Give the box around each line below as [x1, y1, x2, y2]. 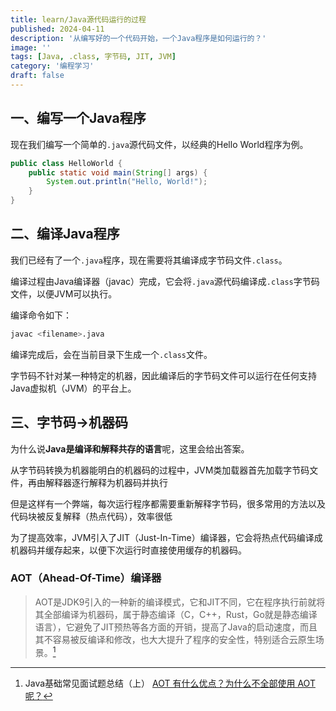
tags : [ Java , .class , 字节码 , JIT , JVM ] [10, 52, 177, 62]
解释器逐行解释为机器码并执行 [44, 476, 168, 488]
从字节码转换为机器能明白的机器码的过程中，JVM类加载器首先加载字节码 [10, 464, 310, 476]
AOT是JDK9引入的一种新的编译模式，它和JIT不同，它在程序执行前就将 [34, 596, 326, 608]
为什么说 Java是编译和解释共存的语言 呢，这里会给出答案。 [10, 442, 250, 455]
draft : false [10, 71, 65, 81]
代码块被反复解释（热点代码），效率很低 [10, 510, 173, 522]
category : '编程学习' [10, 61, 95, 71]
